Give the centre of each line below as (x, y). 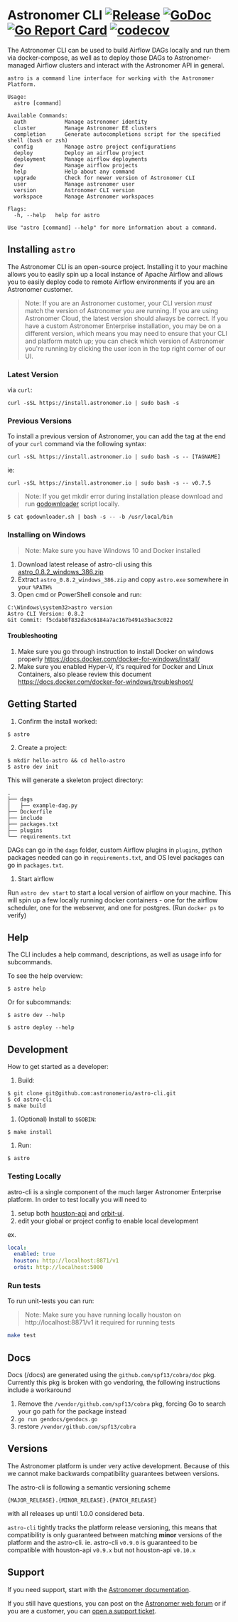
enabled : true (34, 1254)
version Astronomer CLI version (74, 190)
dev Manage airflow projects (76, 165)
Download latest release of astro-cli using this (85, 564)
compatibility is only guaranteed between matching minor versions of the (115, 1534)
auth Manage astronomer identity (81, 122)
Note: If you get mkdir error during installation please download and (124, 496)
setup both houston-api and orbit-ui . (71, 1213)
